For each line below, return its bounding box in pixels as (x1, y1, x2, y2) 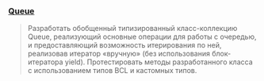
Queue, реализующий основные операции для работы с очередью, (27, 32, 257, 41)
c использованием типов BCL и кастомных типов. (27, 66, 197, 75)
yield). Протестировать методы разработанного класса (64, 57, 253, 67)
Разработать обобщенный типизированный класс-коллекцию (27, 24, 238, 33)
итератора (27, 57, 63, 67)
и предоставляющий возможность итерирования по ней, (27, 40, 222, 50)
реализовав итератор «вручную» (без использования (27, 49, 210, 59)
